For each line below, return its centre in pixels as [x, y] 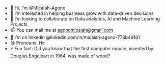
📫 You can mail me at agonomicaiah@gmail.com [62, 30]
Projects [19, 24]
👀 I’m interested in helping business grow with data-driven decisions [82, 13]
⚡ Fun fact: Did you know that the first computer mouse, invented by [82, 48]
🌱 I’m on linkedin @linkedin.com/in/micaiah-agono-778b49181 [75, 37]
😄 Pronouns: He [27, 43]
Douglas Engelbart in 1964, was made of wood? [60, 56]
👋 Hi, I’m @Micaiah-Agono [38, 8]
